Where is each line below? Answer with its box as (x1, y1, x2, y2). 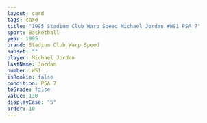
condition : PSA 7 (7, 80, 57, 87)
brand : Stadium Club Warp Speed (7, 42, 99, 49)
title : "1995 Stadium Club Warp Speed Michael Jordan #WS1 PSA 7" (7, 23, 201, 29)
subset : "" (7, 49, 38, 55)
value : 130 (7, 93, 38, 100)
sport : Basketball (7, 29, 60, 36)
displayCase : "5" (7, 99, 57, 106)
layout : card (7, 10, 45, 17)
